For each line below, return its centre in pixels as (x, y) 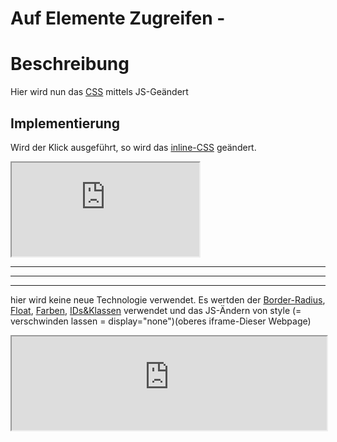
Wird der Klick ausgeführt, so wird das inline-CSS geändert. (133, 147)
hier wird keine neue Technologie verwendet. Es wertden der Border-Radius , (168, 299)
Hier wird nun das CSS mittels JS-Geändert (99, 92)
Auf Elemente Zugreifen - (118, 18)
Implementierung (65, 123)
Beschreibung (70, 64)
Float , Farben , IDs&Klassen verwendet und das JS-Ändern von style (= (156, 310)
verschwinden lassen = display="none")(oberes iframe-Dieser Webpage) (161, 321)
